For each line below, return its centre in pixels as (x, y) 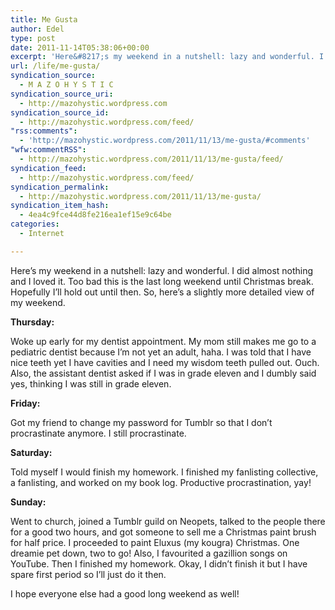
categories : (35, 224)
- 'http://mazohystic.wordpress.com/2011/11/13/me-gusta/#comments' (165, 141)
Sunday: (28, 502)
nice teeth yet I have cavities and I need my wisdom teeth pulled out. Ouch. (165, 362)
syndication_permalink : (60, 187)
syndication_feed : (48, 168)
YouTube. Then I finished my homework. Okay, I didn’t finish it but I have (159, 563)
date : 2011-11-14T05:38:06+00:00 (80, 47)
